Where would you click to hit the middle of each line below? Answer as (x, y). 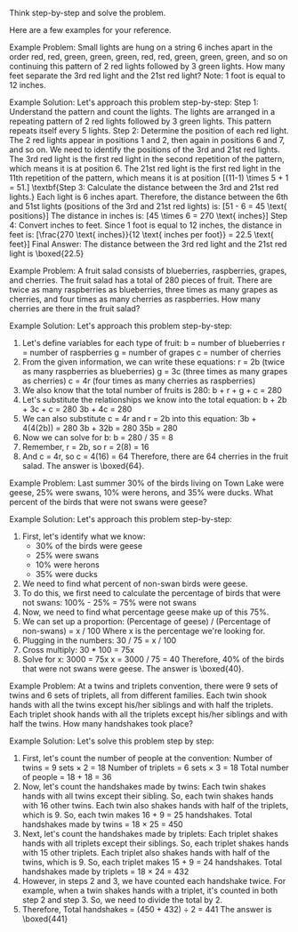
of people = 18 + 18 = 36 (67, 777)
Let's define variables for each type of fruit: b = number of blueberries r (153, 343)
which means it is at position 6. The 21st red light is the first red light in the (145, 169)
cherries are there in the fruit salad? (75, 309)
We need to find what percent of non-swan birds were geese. (135, 583)
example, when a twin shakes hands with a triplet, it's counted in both (150, 890)
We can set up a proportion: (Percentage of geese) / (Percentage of (146, 621)
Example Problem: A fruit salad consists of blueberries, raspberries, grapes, (148, 271)
